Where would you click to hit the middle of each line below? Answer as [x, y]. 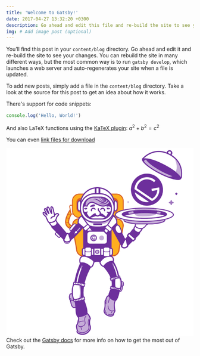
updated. [17, 75]
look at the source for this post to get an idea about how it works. [86, 92]
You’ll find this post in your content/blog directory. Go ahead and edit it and [99, 49]
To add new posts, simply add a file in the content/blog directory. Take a [95, 86]
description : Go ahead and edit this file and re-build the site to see [98, 25]
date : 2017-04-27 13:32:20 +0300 [48, 19]
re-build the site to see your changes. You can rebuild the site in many [92, 55]
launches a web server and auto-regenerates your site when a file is [90, 68]
